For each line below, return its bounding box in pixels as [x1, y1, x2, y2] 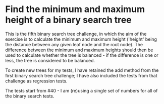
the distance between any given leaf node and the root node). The [5, 41, 143, 47]
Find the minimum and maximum [5, 4, 145, 15]
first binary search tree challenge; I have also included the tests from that [5, 72, 157, 78]
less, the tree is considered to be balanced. [5, 57, 95, 63]
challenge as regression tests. [5, 78, 68, 84]
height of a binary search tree [5, 14, 132, 26]
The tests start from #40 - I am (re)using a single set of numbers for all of [5, 87, 158, 93]
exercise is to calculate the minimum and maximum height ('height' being [5, 36, 157, 42]
